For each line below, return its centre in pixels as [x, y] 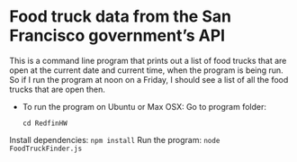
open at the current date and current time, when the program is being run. [146, 70]
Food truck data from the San [121, 17]
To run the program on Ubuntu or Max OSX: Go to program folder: [144, 106]
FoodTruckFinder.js [46, 148]
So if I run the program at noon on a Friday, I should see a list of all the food [149, 79]
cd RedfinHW [45, 123]
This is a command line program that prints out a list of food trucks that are [148, 60]
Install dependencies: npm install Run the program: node [115, 139]
